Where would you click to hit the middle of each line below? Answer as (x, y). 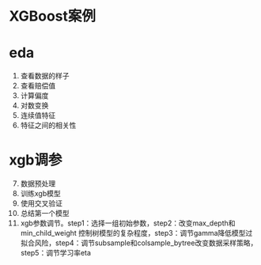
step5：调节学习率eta (56, 253)
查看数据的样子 (45, 76)
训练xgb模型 (41, 194)
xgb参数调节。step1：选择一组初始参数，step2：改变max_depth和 (128, 223)
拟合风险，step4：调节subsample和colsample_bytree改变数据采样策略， (139, 243)
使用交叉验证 (41, 203)
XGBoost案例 (53, 16)
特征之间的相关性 (48, 125)
